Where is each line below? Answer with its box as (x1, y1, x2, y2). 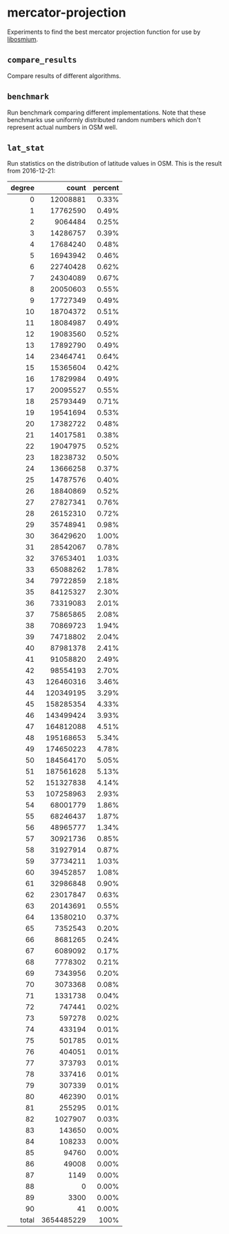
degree (10, 183, 34, 193)
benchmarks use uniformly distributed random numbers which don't (7, 115, 201, 124)
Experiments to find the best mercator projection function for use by (7, 28, 201, 36)
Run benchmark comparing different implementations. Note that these (7, 108, 206, 117)
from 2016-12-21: (7, 167, 56, 175)
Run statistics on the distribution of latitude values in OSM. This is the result (7, 159, 222, 168)
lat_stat (7, 143, 45, 153)
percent (92, 183, 119, 193)
